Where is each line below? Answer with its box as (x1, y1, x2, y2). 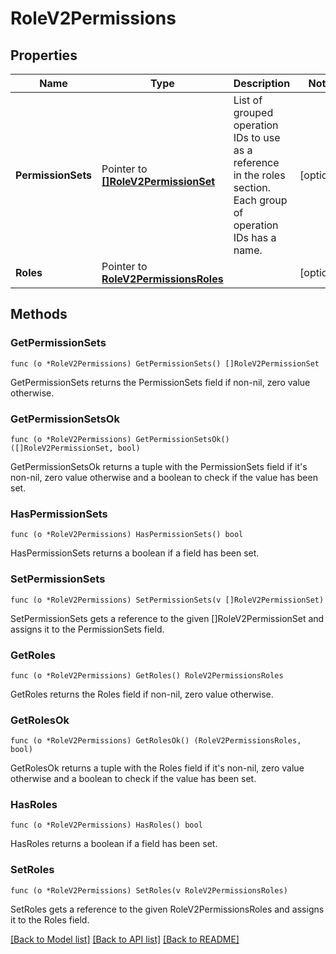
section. (233, 181, 272, 194)
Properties (10, 47, 78, 64)
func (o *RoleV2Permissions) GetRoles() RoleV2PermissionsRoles (10, 670, 284, 681)
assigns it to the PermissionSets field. (10, 623, 165, 635)
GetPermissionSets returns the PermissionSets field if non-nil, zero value (10, 376, 311, 388)
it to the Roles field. (10, 913, 90, 926)
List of (233, 93, 263, 107)
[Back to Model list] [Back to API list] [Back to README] (10, 933, 240, 945)
